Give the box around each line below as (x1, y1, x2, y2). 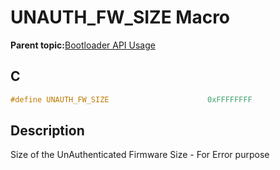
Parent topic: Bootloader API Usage (10, 39, 156, 51)
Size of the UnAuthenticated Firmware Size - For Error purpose (10, 149, 270, 161)
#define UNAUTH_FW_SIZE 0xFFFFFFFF (10, 94, 253, 105)
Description (10, 122, 85, 140)
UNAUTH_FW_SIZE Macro (10, 6, 231, 29)
